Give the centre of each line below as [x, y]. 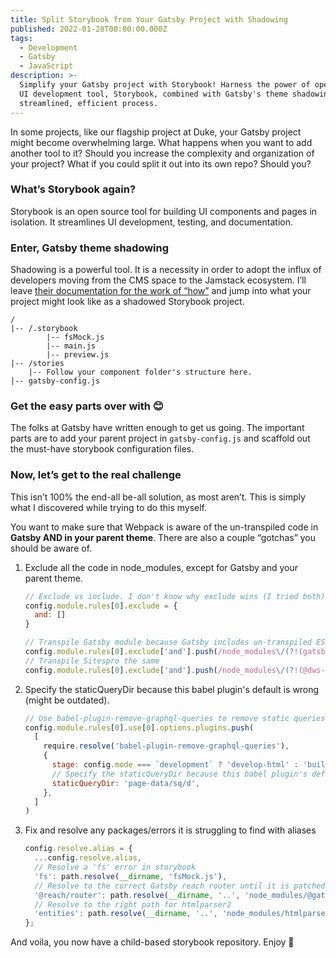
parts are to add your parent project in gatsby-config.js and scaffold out [160, 438]
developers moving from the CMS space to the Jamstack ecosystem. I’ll [158, 280]
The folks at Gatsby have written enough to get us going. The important [157, 428]
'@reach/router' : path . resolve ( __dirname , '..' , [137, 895]
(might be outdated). [67, 700]
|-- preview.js [78, 355]
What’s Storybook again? [73, 189]
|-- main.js [71, 346]
